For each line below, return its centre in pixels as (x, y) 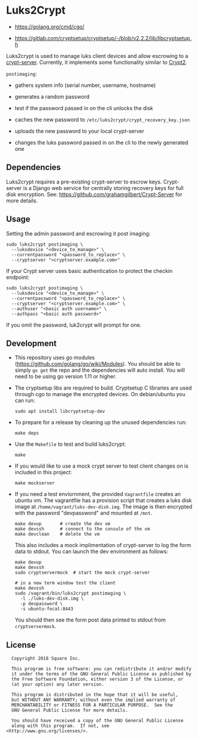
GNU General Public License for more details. (70, 710)
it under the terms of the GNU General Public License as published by (102, 674)
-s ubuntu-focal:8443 (47, 609)
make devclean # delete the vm (57, 534)
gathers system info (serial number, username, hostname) (85, 85)
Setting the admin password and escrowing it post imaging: (78, 233)
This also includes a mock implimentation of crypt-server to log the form (103, 545)
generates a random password (52, 96)
